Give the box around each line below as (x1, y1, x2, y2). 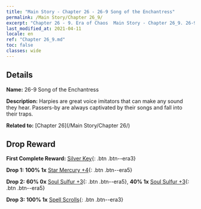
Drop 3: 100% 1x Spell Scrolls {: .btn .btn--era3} (6, 196, 124, 204)
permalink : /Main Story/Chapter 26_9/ (6, 14, 103, 20)
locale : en (6, 31, 33, 37)
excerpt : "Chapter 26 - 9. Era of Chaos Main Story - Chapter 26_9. (6, 20, 184, 26)
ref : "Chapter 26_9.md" (6, 37, 66, 43)
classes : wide (6, 48, 42, 54)
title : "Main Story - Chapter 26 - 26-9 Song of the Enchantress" (6, 8, 175, 15)
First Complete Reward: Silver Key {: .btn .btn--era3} (6, 155, 136, 162)
